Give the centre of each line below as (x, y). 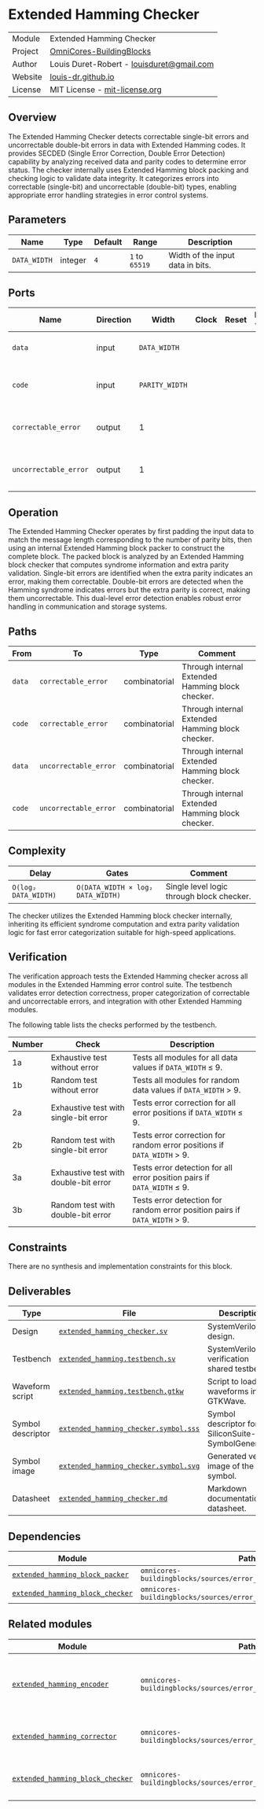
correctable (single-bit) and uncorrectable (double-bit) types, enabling (123, 186)
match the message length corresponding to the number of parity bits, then (130, 540)
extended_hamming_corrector (64, 1736)
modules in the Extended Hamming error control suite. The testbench (120, 984)
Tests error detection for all (183, 1167)
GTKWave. (227, 1402)
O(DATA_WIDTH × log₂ (114, 887)
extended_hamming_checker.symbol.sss (129, 1429)
